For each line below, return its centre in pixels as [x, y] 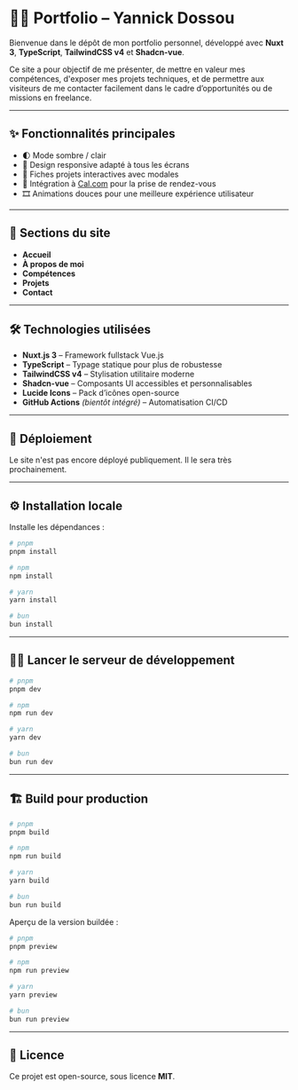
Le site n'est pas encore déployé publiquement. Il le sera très [121, 460]
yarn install [33, 600]
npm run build [35, 857]
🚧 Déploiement [51, 438]
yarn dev [25, 738]
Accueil [36, 254]
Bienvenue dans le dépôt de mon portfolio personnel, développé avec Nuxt [146, 43]
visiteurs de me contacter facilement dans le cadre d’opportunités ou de [141, 88]
